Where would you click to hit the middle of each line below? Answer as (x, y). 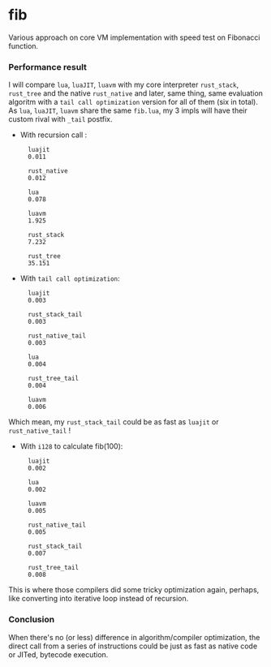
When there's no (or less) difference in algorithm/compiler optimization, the (134, 637)
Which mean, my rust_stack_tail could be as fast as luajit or (114, 422)
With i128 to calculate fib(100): (71, 446)
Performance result (48, 67)
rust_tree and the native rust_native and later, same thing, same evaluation (136, 93)
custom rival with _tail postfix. (60, 119)
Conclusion (32, 620)
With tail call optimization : (70, 278)
